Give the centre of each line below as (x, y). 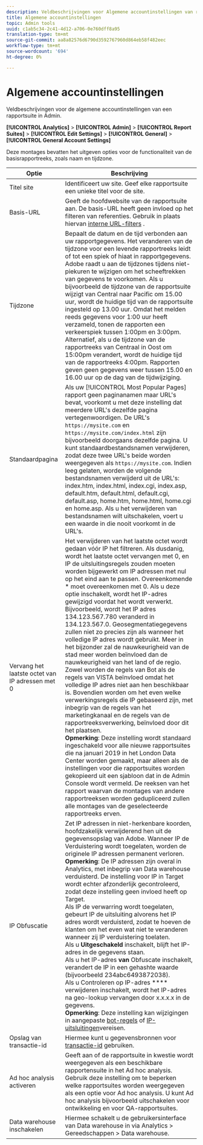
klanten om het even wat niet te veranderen (127, 929)
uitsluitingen (82, 1027)
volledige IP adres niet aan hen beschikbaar (127, 685)
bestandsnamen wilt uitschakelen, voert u (124, 516)
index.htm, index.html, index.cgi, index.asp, (126, 485)
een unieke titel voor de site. (105, 191)
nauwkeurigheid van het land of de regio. (123, 662)
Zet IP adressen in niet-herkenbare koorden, (128, 823)
